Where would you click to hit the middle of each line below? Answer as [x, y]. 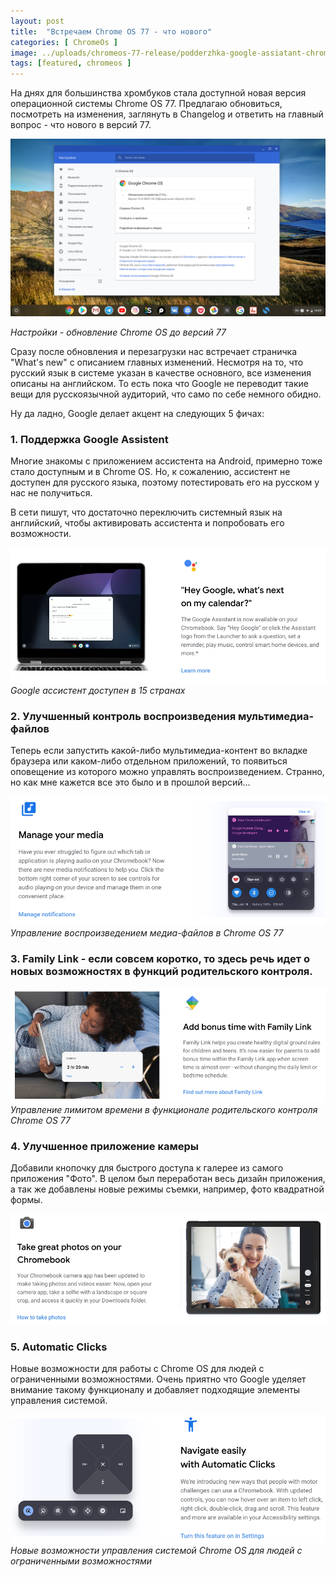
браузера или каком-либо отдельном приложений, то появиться [149, 761]
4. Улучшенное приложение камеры [104, 1146]
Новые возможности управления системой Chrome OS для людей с [156, 1550]
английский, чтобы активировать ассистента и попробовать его [147, 522]
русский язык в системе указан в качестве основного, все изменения [161, 372]
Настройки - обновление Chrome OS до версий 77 [118, 332]
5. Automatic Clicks [59, 1347]
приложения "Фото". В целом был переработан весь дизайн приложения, [168, 1178]
